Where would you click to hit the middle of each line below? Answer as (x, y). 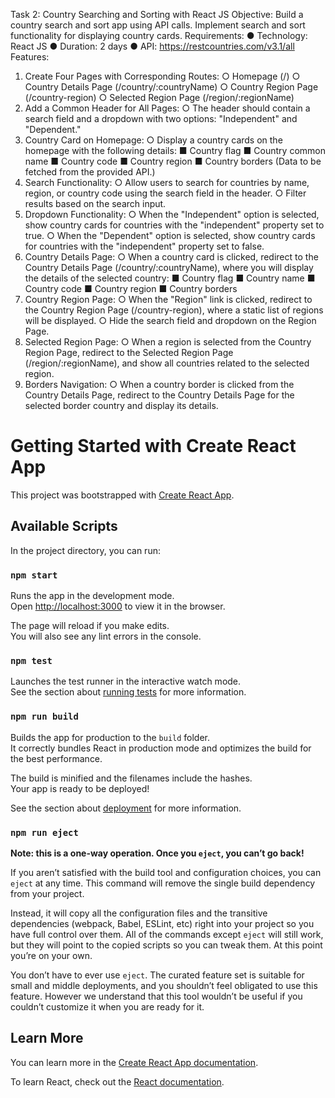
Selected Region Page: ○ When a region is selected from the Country (168, 342)
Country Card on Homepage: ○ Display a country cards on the (153, 140)
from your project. (47, 893)
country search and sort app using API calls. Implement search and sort (158, 25)
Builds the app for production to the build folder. (110, 737)
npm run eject (44, 832)
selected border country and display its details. (121, 405)
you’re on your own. (51, 955)
